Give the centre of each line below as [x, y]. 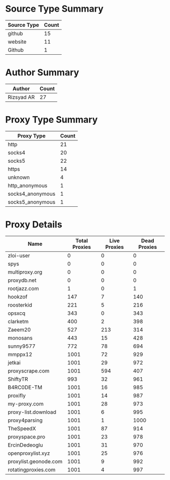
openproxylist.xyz [29, 453]
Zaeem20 [19, 329]
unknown [19, 177]
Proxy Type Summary [51, 120]
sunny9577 [22, 346]
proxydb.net [22, 280]
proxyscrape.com [29, 371]
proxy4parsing [25, 420]
